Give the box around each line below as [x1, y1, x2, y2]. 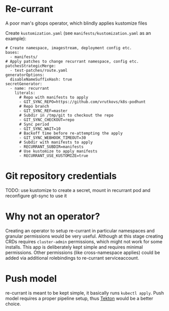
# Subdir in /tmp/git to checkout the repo [18, 112, 114, 118]
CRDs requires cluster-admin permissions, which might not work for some [5, 238, 163, 244]
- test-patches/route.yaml [10, 68, 68, 73]
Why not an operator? [5, 211, 100, 222]
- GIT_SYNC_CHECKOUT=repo [18, 117, 74, 122]
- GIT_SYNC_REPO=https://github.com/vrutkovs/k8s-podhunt [18, 99, 146, 104]
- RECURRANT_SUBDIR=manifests [18, 144, 84, 149]
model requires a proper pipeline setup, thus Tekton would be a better [5, 295, 153, 301]
